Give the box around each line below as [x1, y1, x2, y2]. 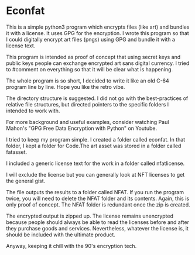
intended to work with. [6, 107, 60, 114]
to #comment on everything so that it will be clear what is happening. [6, 66, 173, 73]
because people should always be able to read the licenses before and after [6, 218, 189, 226]
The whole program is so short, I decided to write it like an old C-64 [6, 77, 170, 84]
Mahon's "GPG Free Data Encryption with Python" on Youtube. [6, 125, 157, 132]
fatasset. [6, 148, 28, 156]
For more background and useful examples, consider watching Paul [6, 118, 169, 125]
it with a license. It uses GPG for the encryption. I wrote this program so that [6, 29, 189, 36]
